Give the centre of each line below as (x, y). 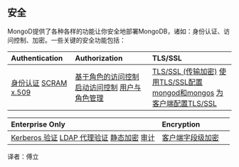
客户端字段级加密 (190, 137)
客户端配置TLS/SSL (184, 103)
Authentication (37, 58)
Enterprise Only (38, 124)
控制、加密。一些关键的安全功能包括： (69, 40)
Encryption (181, 124)
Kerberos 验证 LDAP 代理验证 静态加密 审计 (83, 137)
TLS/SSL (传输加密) (185, 71)
